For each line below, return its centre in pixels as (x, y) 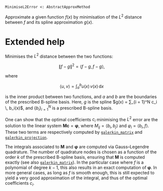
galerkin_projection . (27, 137)
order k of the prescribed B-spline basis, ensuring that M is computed (75, 157)
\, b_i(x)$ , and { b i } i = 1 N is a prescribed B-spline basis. (59, 108)
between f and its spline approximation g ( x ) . (49, 22)
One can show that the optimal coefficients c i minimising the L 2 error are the (81, 119)
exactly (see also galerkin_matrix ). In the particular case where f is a (74, 162)
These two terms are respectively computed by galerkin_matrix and (74, 132)
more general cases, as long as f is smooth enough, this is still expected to (80, 173)
